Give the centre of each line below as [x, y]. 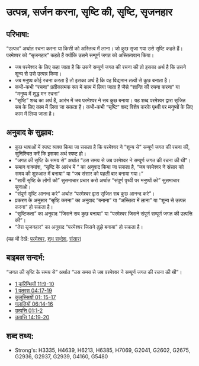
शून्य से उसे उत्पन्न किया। [38, 74]
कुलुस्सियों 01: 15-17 [35, 297]
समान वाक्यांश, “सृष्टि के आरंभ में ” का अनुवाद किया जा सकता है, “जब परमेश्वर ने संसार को [99, 167]
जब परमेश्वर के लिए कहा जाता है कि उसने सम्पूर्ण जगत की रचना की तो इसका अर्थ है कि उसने [100, 67]
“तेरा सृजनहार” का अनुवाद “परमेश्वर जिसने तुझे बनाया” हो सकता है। [79, 227]
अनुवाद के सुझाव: [30, 133]
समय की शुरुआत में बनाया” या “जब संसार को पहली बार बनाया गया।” [79, 174]
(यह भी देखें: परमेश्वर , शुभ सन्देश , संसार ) [44, 239]
